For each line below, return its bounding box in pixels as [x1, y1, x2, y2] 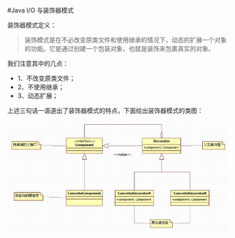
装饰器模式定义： [7, 21, 57, 29]
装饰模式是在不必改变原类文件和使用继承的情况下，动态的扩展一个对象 [24, 36, 227, 44]
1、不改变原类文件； [17, 74, 76, 82]
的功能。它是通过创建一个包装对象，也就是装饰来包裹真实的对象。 [24, 45, 215, 52]
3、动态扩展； [17, 91, 59, 100]
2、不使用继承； [17, 83, 65, 91]
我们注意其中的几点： [7, 59, 69, 68]
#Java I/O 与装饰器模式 [7, 6, 74, 14]
